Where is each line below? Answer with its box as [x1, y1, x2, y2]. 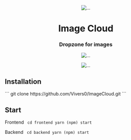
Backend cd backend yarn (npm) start [5, 129, 89, 135]
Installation [5, 77, 42, 86]
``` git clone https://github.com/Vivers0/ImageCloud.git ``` [5, 91, 127, 97]
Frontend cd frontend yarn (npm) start [5, 119, 92, 125]
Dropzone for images [59, 41, 113, 48]
